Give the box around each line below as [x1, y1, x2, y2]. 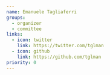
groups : [6, 15, 26, 21]
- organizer [11, 20, 42, 26]
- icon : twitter [11, 37, 53, 43]
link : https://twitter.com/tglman [17, 43, 104, 49]
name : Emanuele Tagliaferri [6, 8, 77, 15]
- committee [11, 25, 42, 32]
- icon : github [11, 48, 50, 54]
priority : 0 [6, 59, 36, 65]
